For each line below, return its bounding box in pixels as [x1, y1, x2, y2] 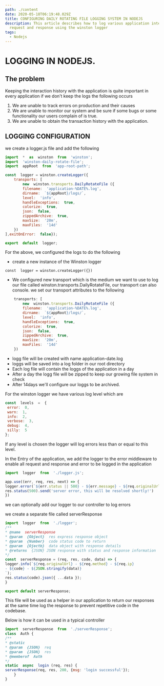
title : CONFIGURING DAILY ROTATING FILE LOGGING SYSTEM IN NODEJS [5, 16, 143, 21]
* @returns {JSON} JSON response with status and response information [5, 548, 156, 553]
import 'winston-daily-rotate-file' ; [5, 159, 84, 164]
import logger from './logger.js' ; [5, 470, 84, 475]
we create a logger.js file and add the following [5, 145, 99, 151]
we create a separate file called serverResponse [5, 511, 102, 517]
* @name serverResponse [5, 530, 56, 535]
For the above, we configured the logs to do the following [5, 249, 121, 255]
